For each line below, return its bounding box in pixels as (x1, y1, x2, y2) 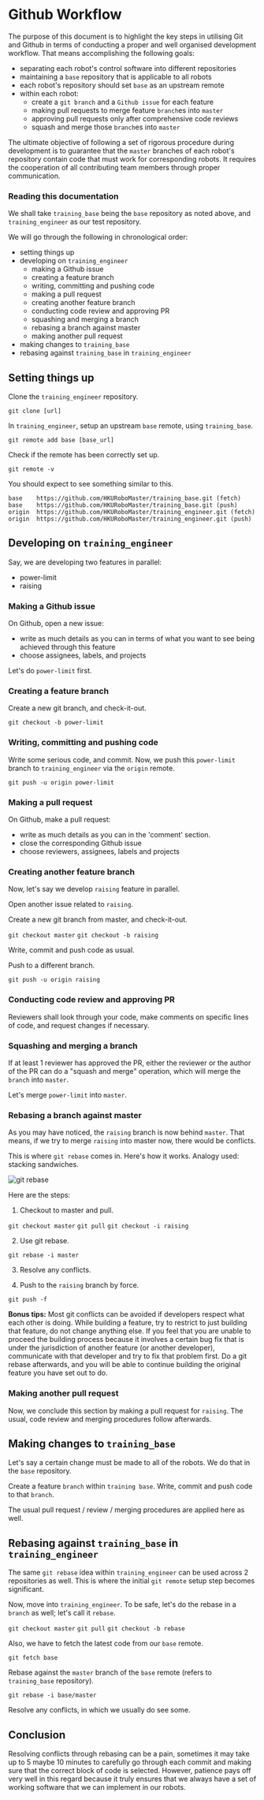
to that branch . (8, 1490, 55, 1500)
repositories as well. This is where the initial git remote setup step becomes (8, 1576, 255, 1586)
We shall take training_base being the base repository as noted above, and (8, 209, 251, 218)
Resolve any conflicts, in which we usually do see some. (8, 1705, 191, 1715)
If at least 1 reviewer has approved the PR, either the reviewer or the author (8, 1058, 251, 1068)
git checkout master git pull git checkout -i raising (8, 1222, 189, 1231)
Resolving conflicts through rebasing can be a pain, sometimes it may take (8, 1749, 250, 1758)
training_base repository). (8, 1676, 95, 1686)
